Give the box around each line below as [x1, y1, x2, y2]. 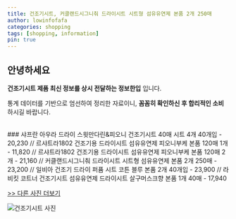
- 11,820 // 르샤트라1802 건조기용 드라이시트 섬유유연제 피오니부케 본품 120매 [7, 147, 221, 156]
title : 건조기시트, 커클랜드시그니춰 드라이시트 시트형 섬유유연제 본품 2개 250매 [7, 10, 213, 18]
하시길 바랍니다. [7, 107, 51, 116]
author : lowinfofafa [7, 17, 68, 24]
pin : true [7, 36, 37, 44]
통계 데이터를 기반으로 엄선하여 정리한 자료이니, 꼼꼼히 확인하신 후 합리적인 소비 [7, 99, 224, 107]
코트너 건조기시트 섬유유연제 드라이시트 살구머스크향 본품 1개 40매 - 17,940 [20, 173, 228, 182]
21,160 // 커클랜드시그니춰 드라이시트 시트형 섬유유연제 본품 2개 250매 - [19, 156, 217, 165]
